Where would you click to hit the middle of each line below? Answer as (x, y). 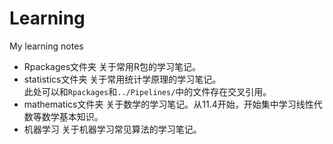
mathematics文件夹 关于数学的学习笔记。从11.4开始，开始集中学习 (160, 104)
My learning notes (46, 46)
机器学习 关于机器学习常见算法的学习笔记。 (112, 129)
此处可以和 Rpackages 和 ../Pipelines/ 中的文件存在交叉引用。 (147, 91)
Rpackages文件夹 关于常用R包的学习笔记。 (112, 66)
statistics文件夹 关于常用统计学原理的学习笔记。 (122, 79)
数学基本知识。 (72, 116)
